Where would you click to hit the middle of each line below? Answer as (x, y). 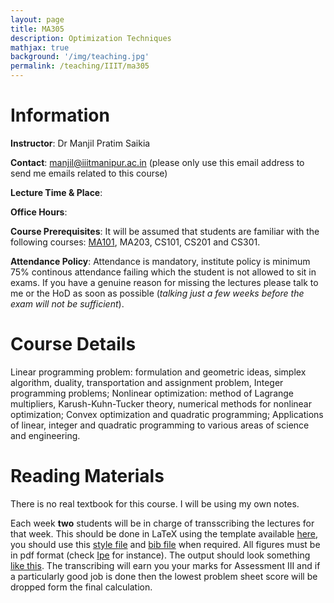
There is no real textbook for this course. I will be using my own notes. (155, 503)
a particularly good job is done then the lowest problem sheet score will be (164, 576)
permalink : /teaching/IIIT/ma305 (80, 66)
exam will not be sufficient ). (67, 303)
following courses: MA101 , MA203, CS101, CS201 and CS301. (135, 242)
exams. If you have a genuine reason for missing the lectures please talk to (164, 282)
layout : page (37, 19)
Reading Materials (87, 476)
